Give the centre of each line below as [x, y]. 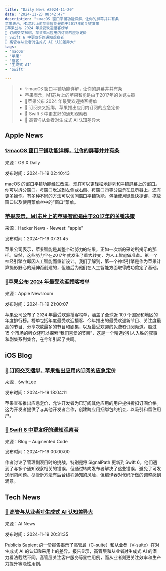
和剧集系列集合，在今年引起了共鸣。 [42, 339]
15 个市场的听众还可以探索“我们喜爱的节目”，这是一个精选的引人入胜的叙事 [81, 333]
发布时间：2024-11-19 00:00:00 [38, 452]
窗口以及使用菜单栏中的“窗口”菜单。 [42, 202]
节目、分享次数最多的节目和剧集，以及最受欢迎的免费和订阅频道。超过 [85, 327]
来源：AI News [20, 523]
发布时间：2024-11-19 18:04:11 [36, 392]
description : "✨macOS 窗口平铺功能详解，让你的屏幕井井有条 [62, 19]
